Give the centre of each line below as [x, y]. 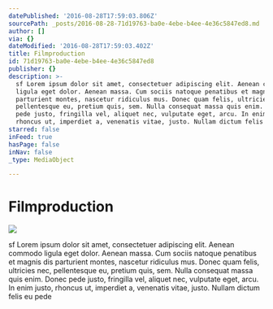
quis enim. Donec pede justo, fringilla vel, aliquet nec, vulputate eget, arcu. [134, 279]
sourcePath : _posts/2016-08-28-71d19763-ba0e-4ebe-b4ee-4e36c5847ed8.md [134, 24]
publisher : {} [32, 69]
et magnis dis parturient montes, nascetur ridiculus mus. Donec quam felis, [134, 262]
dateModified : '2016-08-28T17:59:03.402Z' [81, 46]
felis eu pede [30, 297]
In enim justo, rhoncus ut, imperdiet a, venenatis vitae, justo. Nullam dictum [134, 288]
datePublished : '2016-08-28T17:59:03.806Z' [83, 16]
